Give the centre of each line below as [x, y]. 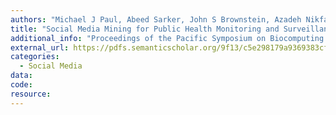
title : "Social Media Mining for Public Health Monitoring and [145, 29]
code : [21, 85]
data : [21, 76]
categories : [35, 57]
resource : [31, 94]
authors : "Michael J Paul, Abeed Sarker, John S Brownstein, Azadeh [156, 19]
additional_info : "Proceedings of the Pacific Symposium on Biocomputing [167, 38]
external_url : [40, 47]
